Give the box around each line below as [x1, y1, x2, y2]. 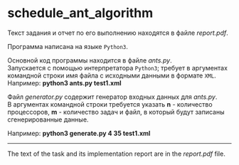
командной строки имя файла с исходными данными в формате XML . [7, 71, 216, 80]
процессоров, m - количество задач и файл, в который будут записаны [7, 107, 225, 116]
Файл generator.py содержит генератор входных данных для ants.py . [7, 92, 218, 101]
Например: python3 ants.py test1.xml [7, 78, 122, 87]
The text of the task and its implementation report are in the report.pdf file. [7, 149, 225, 158]
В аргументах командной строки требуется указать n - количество [7, 100, 213, 108]
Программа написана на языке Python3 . [7, 42, 128, 50]
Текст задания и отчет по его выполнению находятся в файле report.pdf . [7, 28, 229, 37]
